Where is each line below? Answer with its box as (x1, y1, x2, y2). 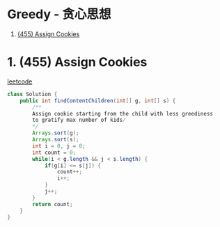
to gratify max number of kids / (32, 116, 127, 124)
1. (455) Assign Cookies (7, 54, 148, 70)
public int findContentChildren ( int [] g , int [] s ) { (19, 97, 176, 104)
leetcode (7, 77, 33, 86)
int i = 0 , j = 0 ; (32, 142, 86, 150)
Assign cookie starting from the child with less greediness (32, 110, 214, 117)
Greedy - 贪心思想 (7, 6, 111, 22)
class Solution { (7, 91, 58, 97)
